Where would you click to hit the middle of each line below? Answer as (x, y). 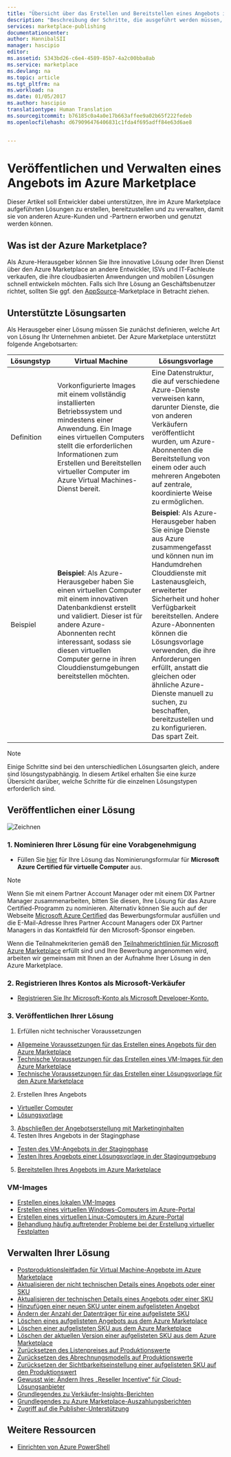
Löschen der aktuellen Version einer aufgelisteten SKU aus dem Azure (117, 1335)
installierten (76, 403)
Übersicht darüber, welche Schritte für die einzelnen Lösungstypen (102, 781)
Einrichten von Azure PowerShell (63, 1447)
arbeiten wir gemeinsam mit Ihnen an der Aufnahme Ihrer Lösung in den (109, 958)
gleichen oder (174, 676)
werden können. (30, 224)
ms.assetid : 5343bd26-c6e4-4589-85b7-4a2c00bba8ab (81, 58)
